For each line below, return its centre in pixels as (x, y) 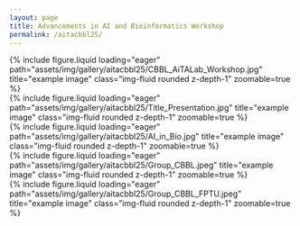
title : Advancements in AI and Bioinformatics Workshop (117, 26)
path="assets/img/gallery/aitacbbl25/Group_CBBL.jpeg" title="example (141, 165)
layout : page (34, 18)
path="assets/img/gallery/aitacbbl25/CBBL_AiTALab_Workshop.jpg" (136, 69)
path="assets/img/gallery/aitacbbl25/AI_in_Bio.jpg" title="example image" (147, 137)
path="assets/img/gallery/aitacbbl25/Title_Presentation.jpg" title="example (149, 108)
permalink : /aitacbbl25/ (56, 34)
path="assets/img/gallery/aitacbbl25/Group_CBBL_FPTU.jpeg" (126, 194)
